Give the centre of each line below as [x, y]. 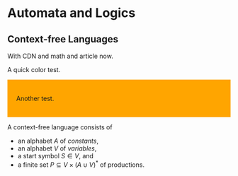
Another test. [35, 98]
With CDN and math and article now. [60, 56]
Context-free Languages [63, 39]
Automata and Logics [72, 13]
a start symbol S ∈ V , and [56, 156]
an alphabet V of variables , [57, 148]
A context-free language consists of [60, 127]
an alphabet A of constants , [58, 141]
